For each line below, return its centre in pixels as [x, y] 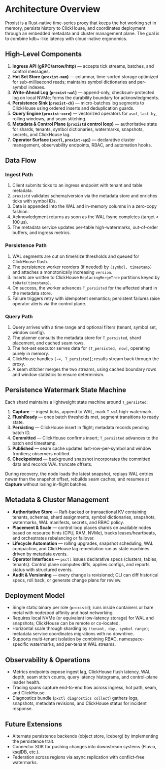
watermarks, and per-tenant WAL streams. [73, 644]
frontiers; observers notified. [41, 453]
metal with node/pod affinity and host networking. [63, 613]
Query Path [19, 316]
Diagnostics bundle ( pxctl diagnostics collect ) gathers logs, [75, 698]
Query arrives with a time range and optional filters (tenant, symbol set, [84, 327]
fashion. [20, 212]
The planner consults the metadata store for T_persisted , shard [77, 338]
